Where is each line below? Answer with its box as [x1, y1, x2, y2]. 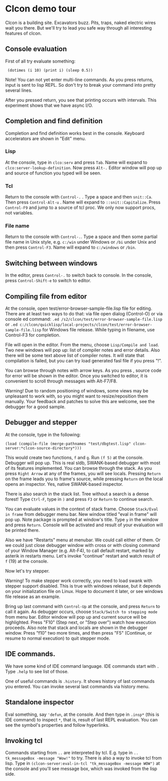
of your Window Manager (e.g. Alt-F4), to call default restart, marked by [5, 547, 154, 553]
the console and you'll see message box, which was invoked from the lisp [5, 765, 157, 772]
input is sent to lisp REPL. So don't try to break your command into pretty [5, 82, 156, 88]
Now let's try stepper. [5, 567, 50, 574]
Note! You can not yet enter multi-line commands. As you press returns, [5, 76, 154, 83]
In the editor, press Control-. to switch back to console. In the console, [5, 272, 152, 278]
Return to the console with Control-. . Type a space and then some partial [5, 234, 158, 240]
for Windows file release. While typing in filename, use [42, 327, 155, 333]
